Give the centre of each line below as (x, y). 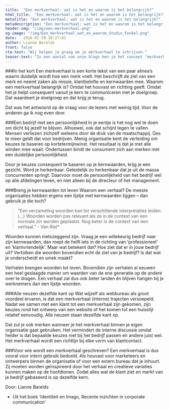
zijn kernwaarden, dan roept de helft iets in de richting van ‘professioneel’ (81, 242)
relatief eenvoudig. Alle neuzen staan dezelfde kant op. (62, 315)
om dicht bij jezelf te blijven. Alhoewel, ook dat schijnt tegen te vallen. (77, 128)
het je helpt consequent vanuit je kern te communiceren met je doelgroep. (82, 92)
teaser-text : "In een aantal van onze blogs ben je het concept (74, 57)
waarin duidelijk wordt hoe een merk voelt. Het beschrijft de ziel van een (80, 77)
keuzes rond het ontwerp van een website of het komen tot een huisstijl (79, 310)
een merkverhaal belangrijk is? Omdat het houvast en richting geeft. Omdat (83, 87)
